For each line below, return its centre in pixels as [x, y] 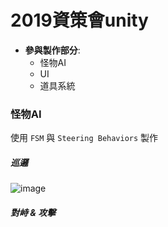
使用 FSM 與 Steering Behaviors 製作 [84, 138]
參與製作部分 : [52, 50]
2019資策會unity [79, 20]
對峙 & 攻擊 [33, 212]
